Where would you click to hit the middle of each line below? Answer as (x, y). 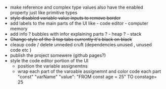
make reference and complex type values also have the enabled (76, 7)
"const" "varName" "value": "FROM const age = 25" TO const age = (87, 77)
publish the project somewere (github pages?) (58, 55)
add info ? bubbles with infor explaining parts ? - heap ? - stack (76, 34)
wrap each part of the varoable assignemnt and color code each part (89, 71)
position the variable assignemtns (52, 66)
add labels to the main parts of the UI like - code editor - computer (79, 23)
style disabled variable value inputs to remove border (65, 18)
